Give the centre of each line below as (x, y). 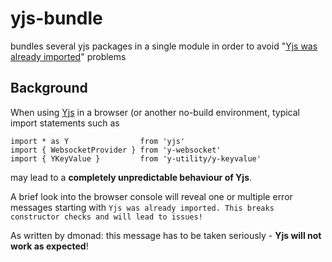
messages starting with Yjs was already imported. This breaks (142, 207)
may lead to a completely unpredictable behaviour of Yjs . (131, 177)
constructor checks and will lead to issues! (106, 217)
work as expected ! (49, 246)
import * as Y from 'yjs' (98, 141)
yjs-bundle (56, 18)
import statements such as (65, 123)
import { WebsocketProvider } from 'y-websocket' (116, 150)
